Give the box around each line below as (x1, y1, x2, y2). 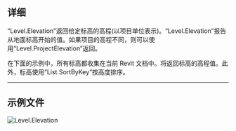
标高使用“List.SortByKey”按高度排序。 (19, 67, 129, 76)
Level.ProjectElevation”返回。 (16, 44, 102, 53)
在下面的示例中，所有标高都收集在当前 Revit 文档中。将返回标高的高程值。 (7, 59, 223, 67)
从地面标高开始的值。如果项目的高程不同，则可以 (7, 35, 149, 43)
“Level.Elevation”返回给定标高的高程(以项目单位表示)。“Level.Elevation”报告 (7, 27, 227, 35)
